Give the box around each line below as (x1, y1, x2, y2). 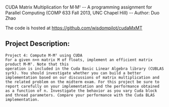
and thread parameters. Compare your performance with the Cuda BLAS (5, 92, 155, 97)
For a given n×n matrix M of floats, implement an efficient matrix (5, 57, 153, 62)
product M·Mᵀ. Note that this (5, 62, 69, 67)
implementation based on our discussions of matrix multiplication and (5, 75, 159, 80)
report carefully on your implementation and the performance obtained (5, 84, 159, 89)
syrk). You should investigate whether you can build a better (5, 70, 142, 76)
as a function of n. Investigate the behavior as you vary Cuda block (5, 88, 157, 93)
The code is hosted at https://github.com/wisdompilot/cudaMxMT (5, 25, 143, 31)
